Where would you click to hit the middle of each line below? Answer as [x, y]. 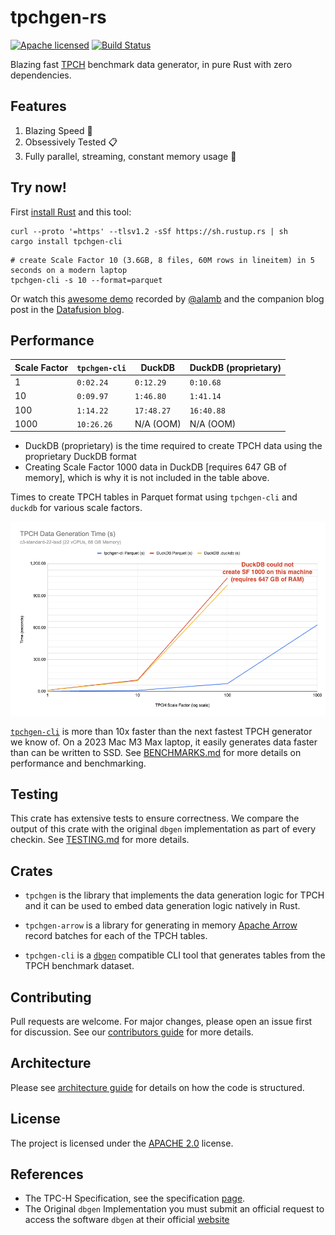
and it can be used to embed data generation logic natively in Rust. [162, 906]
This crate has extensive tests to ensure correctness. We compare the [155, 818]
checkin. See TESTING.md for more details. [100, 840]
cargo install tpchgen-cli [66, 241]
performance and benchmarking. [78, 763]
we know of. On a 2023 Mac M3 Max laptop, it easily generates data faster [164, 742]
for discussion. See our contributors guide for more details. [132, 1032]
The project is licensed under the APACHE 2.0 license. [122, 1143]
